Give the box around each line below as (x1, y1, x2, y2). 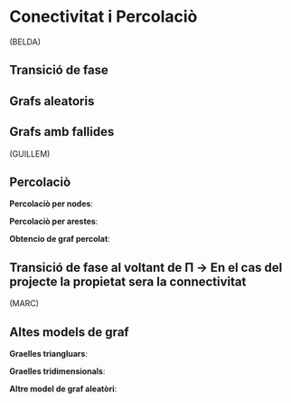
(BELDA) (9, 36, 41, 47)
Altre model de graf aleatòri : (9, 383, 117, 394)
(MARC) (9, 298, 39, 309)
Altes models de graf (9, 324, 129, 340)
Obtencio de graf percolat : (9, 234, 110, 245)
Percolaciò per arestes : (9, 216, 99, 227)
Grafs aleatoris (9, 93, 95, 109)
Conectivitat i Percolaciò (9, 6, 198, 27)
